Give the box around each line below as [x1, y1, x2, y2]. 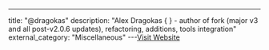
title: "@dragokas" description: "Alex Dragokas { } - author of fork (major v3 [8, 16, 259, 25]
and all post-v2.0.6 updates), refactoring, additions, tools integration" [8, 25, 237, 33]
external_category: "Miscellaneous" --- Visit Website [8, 33, 180, 42]
